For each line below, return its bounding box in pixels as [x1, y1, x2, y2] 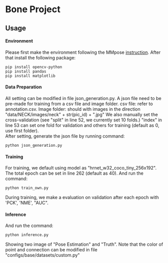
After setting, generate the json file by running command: [5, 133, 125, 139]
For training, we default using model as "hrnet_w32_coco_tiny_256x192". [5, 165, 157, 171]
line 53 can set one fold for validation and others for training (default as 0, [5, 122, 160, 128]
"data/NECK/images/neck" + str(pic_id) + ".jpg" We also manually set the [5, 111, 158, 117]
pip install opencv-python [5, 64, 62, 70]
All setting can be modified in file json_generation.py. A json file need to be [5, 95, 161, 101]
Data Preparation [5, 84, 42, 90]
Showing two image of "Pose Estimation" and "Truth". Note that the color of [5, 241, 163, 247]
